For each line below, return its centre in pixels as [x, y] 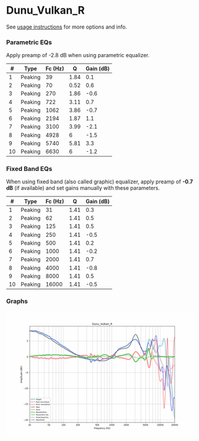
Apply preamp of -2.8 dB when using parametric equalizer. [78, 55]
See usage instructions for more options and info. [67, 27]
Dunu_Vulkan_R [45, 10]
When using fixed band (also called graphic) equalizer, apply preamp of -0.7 [99, 182]
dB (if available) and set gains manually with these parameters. [83, 188]
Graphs [17, 301]
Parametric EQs [29, 42]
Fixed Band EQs [29, 168]
